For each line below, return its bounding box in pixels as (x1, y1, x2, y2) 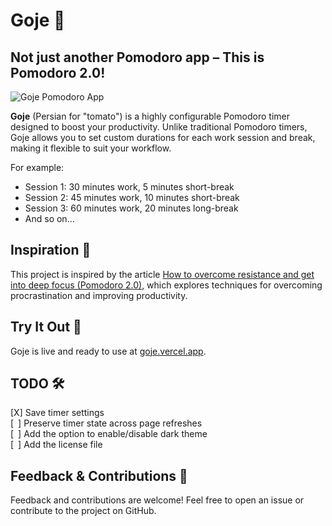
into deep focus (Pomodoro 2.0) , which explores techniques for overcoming (10, 279, 323, 291)
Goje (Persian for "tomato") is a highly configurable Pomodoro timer (10, 110, 291, 122)
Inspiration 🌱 (10, 242, 92, 259)
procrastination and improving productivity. (10, 289, 188, 301)
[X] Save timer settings (10, 407, 105, 419)
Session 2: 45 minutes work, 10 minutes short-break (24, 192, 240, 203)
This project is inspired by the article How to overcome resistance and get (10, 268, 315, 280)
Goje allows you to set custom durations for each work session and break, (10, 132, 316, 143)
